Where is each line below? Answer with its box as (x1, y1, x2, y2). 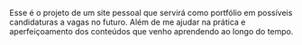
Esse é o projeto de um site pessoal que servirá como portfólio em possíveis (9, 8, 293, 18)
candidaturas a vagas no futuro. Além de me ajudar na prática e (9, 17, 246, 27)
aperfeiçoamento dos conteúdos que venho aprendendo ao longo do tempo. (9, 26, 294, 36)
